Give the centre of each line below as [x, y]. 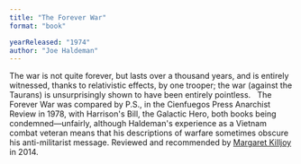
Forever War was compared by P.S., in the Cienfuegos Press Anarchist [140, 105]
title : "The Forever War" [58, 17]
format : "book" [38, 26]
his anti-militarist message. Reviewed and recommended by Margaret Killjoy [150, 142]
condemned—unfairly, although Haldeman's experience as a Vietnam [138, 124]
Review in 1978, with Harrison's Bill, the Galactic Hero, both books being [143, 114]
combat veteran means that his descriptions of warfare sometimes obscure [149, 133]
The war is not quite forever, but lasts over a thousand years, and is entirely [149, 76]
